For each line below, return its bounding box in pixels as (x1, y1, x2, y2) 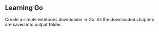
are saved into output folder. (5, 21, 62, 27)
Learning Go (5, 4, 43, 12)
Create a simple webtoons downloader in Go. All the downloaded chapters (5, 16, 155, 22)
